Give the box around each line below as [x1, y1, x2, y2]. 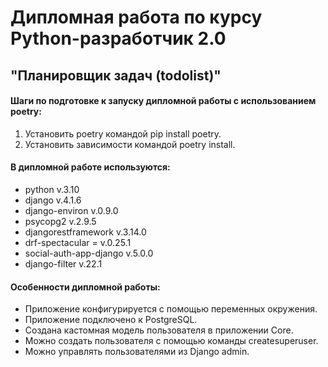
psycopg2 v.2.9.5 [24, 215, 97, 227]
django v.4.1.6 [24, 194, 82, 206]
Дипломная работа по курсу [10, 6, 263, 29]
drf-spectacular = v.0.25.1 [24, 236, 132, 248]
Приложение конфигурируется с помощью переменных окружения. [24, 303, 318, 315]
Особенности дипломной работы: [10, 281, 161, 293]
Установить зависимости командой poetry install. [24, 138, 236, 150]
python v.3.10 [24, 183, 80, 195]
